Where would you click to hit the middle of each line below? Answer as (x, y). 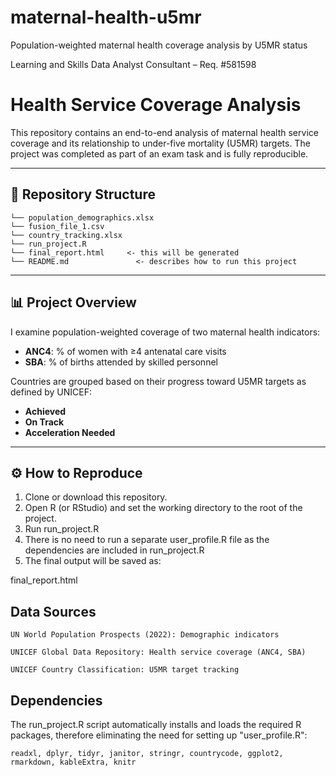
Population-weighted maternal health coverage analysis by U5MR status (159, 45)
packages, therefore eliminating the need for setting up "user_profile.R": (159, 735)
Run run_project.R (62, 529)
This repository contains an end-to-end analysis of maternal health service (164, 132)
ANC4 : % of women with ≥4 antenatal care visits (125, 351)
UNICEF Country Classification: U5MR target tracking (125, 670)
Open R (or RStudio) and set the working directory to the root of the (163, 508)
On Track (44, 422)
